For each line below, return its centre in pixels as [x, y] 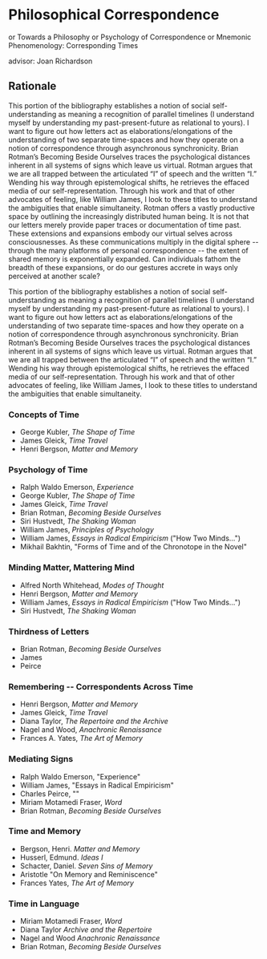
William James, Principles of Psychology [87, 530]
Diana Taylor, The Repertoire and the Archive [94, 721]
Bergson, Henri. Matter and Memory [80, 848]
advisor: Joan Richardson [51, 61]
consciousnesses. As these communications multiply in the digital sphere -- [133, 241]
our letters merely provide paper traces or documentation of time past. [125, 225]
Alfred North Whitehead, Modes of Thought [92, 585]
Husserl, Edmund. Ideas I [61, 857]
